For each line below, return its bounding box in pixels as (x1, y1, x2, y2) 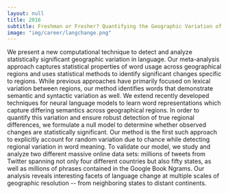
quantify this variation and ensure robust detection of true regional (7, 114, 195, 122)
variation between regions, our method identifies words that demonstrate (7, 84, 214, 93)
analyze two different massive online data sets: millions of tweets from (7, 150, 206, 158)
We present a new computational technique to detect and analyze (7, 48, 193, 56)
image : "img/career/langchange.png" (7, 29, 112, 36)
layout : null (7, 10, 45, 17)
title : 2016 (7, 16, 41, 23)
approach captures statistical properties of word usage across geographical (7, 62, 222, 71)
